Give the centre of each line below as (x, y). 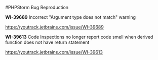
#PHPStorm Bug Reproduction (37, 7)
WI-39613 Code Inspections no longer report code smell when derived (79, 37)
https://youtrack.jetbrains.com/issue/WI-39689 (54, 27)
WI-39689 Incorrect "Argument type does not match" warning (70, 17)
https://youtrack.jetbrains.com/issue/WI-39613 (54, 52)
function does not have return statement (47, 42)
